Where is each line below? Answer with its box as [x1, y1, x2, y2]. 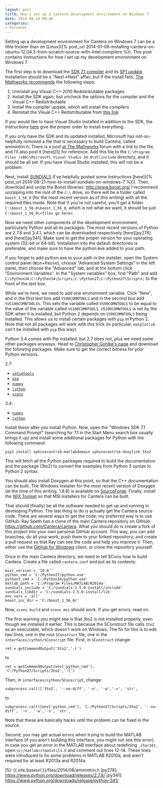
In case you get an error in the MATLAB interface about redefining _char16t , [5, 742, 157, 748]
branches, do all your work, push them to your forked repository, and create [5, 534, 157, 540]
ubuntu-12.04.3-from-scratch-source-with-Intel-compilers [5, 49, 123, 55]
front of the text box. [5, 281, 46, 287]
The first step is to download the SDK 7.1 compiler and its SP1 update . [5, 69, 144, 75]
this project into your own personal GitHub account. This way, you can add [5, 529, 155, 535]
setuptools [12, 371, 35, 376]
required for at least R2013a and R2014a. [5, 758, 87, 764]
